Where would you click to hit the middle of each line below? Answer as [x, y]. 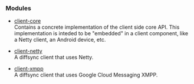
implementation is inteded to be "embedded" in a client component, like [101, 33]
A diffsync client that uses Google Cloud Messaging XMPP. [86, 75]
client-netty [28, 51]
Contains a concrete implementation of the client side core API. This [97, 27]
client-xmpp [29, 69]
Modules [19, 8]
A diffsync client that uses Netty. [54, 58]
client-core [27, 21]
